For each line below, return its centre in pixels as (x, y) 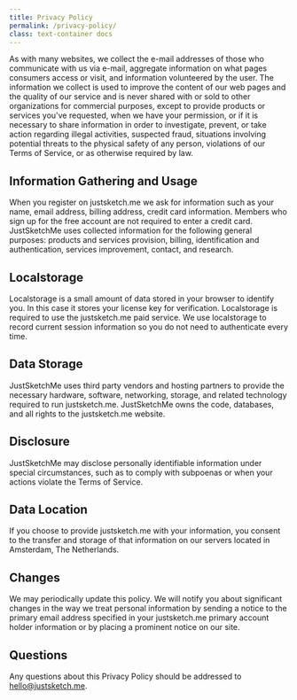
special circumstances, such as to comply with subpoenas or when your (141, 472)
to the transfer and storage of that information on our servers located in (140, 541)
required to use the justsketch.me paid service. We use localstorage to (138, 317)
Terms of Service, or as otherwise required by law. (101, 153)
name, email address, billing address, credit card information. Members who (148, 212)
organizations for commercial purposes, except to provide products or (137, 106)
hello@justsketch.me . (48, 686)
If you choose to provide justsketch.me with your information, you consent (145, 531)
